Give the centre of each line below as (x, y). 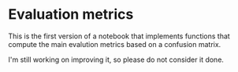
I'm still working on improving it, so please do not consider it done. (116, 59)
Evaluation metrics (71, 14)
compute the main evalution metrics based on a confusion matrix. (115, 44)
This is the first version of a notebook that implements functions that (119, 36)
